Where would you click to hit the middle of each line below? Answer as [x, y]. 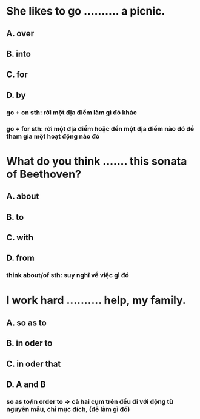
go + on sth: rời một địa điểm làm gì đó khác [72, 112]
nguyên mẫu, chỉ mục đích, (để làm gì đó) [68, 409]
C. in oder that [34, 364]
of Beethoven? [44, 174]
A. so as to [26, 322]
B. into [19, 54]
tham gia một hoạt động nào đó [53, 136]
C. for [17, 75]
